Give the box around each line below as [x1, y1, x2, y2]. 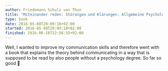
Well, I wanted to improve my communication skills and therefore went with [5, 44, 160, 50]
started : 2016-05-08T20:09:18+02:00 [5, 26, 81, 31]
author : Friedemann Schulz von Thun [5, 7, 81, 12]
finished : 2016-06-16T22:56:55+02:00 [5, 30, 84, 35]
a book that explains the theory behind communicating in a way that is [5, 49, 150, 55]
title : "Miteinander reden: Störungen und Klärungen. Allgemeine [5, 12, 144, 17]
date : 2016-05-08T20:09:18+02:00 [5, 21, 75, 26]
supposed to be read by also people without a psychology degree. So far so [5, 55, 161, 60]
